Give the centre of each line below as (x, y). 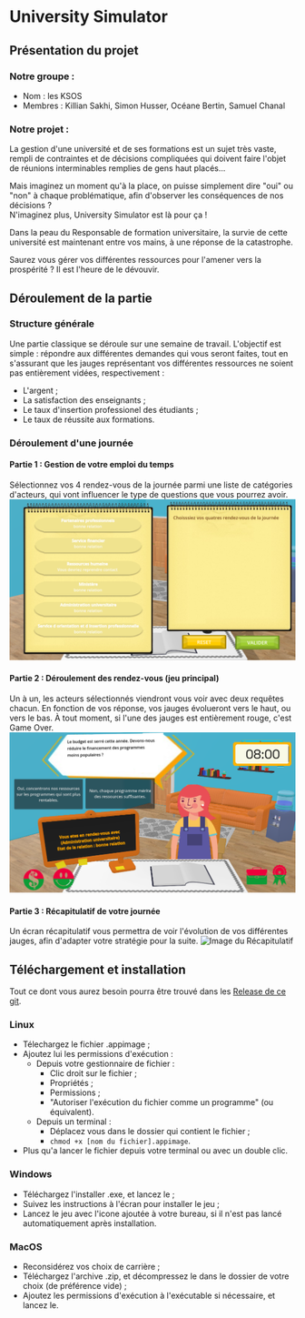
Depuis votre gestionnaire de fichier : (105, 1064)
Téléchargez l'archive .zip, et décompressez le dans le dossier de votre (156, 1276)
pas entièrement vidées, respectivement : (87, 372)
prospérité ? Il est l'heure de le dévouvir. (84, 269)
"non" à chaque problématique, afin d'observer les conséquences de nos (147, 196)
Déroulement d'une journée (71, 443)
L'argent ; (40, 390)
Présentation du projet (74, 50)
